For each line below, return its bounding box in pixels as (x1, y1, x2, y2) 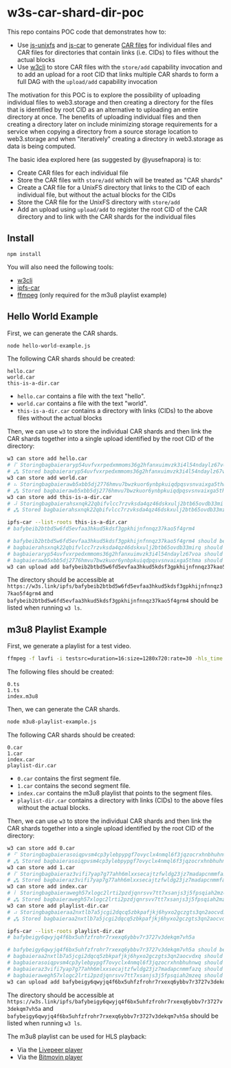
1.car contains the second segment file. (16, 782, 131, 789)
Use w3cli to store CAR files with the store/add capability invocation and (16, 63, 223, 71)
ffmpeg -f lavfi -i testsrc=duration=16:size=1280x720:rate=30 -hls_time (7, 655, 223, 662)
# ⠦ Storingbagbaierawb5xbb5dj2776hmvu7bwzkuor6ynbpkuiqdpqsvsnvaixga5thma (7, 480, 230, 488)
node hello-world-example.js (7, 342, 91, 349)
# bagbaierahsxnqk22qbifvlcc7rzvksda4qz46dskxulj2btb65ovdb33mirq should (7, 544, 223, 551)
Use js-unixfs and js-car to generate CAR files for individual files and (16, 41, 212, 49)
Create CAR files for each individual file (16, 169, 129, 177)
